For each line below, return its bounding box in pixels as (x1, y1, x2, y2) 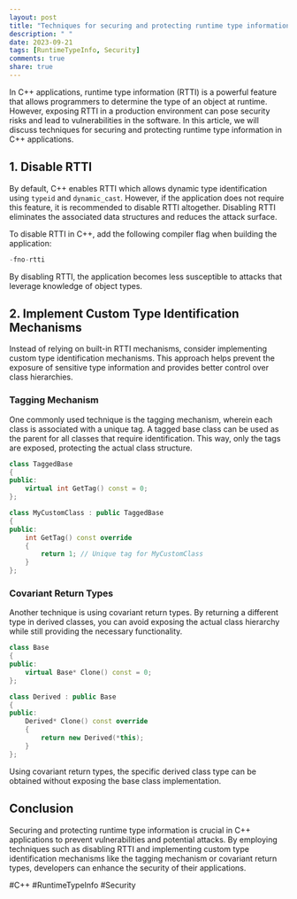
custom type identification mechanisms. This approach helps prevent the (9, 353, 276, 364)
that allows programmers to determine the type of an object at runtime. (9, 96, 268, 106)
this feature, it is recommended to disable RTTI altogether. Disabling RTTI (9, 201, 276, 213)
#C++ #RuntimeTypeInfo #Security (9, 879, 136, 890)
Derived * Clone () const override (25, 717, 148, 726)
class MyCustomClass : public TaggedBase (9, 509, 164, 518)
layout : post (9, 12, 57, 22)
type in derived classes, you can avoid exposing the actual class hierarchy (9, 617, 280, 628)
